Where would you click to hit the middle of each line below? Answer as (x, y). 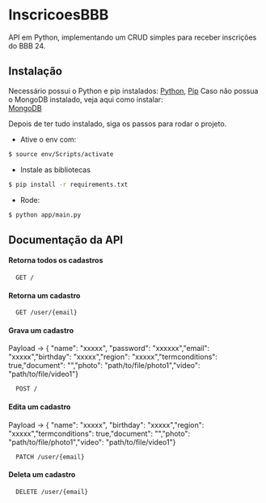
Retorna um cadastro (44, 295)
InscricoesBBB (59, 15)
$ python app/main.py (45, 215)
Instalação (36, 72)
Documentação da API (66, 240)
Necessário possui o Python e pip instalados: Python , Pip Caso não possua (133, 91)
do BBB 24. (27, 45)
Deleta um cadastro (42, 475)
